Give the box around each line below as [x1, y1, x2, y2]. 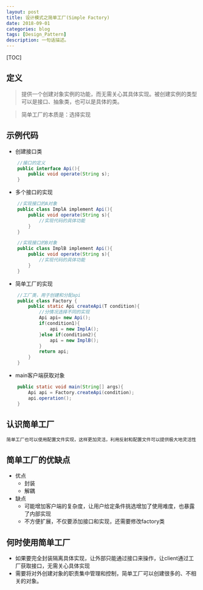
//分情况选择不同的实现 [38, 309, 90, 315]
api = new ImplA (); [49, 326, 99, 332]
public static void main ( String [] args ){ [17, 384, 123, 390]
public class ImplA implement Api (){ [17, 206, 113, 212]
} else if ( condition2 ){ [38, 331, 97, 338]
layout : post [6, 9, 40, 15]
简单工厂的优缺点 [6, 454, 71, 465]
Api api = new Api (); [38, 314, 91, 321]
